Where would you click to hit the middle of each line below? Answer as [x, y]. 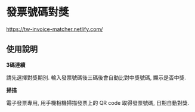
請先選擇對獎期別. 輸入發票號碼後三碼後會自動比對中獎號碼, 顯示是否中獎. [96, 77]
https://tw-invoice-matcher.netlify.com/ [55, 29]
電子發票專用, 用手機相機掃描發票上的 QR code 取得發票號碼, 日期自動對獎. [98, 102]
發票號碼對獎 [38, 12]
